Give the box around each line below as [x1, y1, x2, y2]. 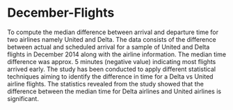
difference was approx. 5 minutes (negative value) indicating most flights [7, 57, 216, 65]
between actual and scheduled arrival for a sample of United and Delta [7, 42, 210, 51]
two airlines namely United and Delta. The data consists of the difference [7, 35, 217, 43]
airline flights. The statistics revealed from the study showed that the [7, 79, 204, 88]
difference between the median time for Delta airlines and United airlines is [7, 87, 221, 95]
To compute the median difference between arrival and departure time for [7, 28, 219, 36]
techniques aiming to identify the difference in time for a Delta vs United [7, 72, 214, 81]
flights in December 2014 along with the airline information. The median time [7, 50, 227, 58]
